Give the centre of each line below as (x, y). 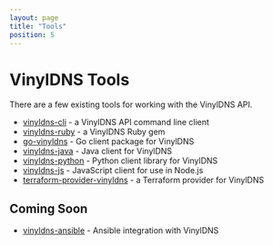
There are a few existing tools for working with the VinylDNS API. (131, 104)
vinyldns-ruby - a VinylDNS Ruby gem (94, 132)
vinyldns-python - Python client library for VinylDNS (120, 161)
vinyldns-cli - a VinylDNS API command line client (116, 122)
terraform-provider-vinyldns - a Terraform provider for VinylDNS (143, 180)
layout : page (34, 18)
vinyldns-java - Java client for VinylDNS (97, 152)
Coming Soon (49, 208)
